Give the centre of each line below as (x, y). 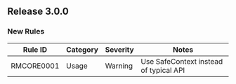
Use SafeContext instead (182, 61)
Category (82, 50)
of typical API (163, 70)
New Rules (26, 31)
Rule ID (35, 50)
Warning (119, 66)
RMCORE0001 (35, 66)
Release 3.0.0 (38, 12)
